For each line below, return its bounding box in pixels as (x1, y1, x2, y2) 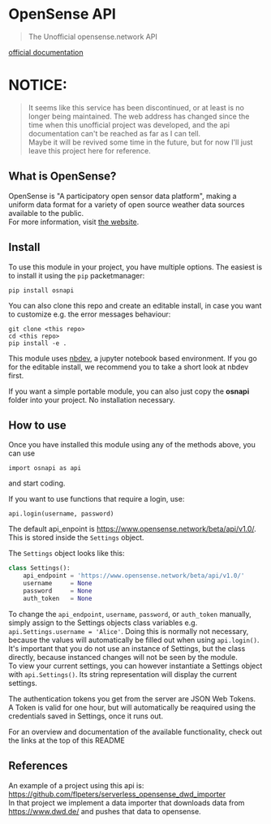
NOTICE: (8, 76, 67, 94)
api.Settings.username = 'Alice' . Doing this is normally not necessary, (8, 626, 249, 636)
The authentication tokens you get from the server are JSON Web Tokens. (8, 693, 256, 703)
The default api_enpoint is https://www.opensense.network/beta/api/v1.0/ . (8, 524, 257, 534)
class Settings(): (8, 564, 71, 572)
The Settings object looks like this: (8, 549, 125, 559)
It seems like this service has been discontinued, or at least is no (28, 102, 245, 112)
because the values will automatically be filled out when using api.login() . (8, 635, 260, 645)
